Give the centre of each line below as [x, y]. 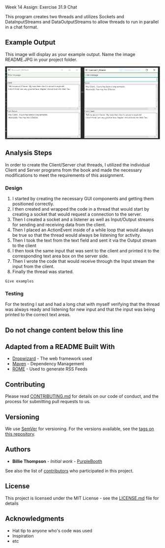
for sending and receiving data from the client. [59, 224]
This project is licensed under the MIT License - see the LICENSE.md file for [82, 498]
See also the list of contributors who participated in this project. [69, 470]
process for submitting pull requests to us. [48, 402]
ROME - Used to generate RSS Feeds [50, 369]
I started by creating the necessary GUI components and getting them [83, 198]
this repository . [20, 434]
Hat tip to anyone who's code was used [52, 530]
